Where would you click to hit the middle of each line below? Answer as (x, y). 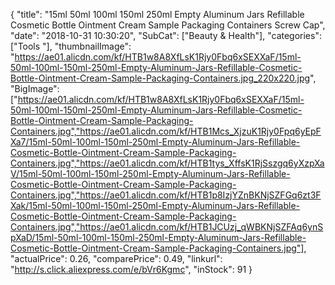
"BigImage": (35, 88)
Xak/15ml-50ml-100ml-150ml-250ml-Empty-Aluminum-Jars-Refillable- (155, 205)
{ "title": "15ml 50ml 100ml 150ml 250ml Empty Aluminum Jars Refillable (157, 14)
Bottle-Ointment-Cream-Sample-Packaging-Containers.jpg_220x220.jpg (160, 78)
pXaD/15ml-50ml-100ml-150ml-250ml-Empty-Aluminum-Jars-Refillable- (158, 237)
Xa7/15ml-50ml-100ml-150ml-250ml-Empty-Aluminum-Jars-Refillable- (155, 142)
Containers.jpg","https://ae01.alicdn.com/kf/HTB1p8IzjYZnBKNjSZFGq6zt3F (166, 195)
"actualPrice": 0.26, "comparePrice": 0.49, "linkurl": (116, 258)
